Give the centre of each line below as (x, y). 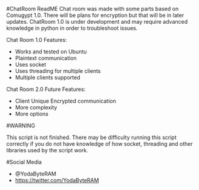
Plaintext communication (46, 58)
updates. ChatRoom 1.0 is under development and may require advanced (97, 22)
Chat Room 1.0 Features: (37, 40)
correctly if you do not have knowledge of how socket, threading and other (100, 144)
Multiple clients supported (47, 77)
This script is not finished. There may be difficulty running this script (91, 137)
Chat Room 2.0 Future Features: (46, 89)
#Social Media (24, 162)
